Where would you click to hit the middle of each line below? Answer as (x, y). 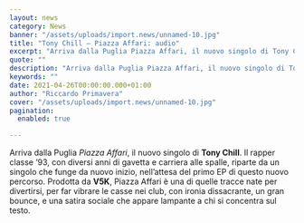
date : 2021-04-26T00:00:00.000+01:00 (81, 85)
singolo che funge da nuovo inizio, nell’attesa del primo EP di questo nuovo (149, 172)
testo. (20, 210)
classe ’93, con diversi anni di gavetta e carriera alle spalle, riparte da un (145, 162)
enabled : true (44, 119)
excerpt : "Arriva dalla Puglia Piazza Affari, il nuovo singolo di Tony (149, 52)
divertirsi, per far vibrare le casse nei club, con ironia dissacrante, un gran (147, 191)
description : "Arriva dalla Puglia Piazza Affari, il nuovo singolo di (147, 69)
